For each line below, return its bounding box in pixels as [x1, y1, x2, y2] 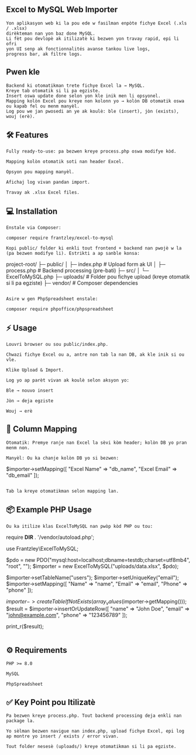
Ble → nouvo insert [6, 387, 54, 394]
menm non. [6, 444, 30, 451]
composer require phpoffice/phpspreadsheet [6, 306, 114, 312]
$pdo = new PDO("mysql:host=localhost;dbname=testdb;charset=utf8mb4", [6, 556, 191, 563]
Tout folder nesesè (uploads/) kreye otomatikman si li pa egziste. [6, 744, 177, 750]
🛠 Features [6, 130, 49, 140]
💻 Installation [6, 206, 58, 216]
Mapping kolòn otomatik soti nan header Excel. [6, 159, 125, 165]
